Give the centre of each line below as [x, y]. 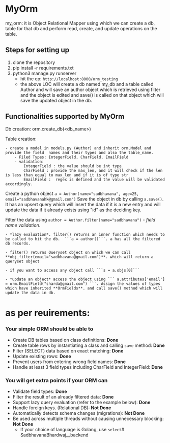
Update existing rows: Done [42, 357]
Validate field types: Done [40, 391]
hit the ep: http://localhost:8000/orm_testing [69, 79]
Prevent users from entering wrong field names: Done [69, 362]
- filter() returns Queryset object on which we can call [68, 252]
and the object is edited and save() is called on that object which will [92, 95]
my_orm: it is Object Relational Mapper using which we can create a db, [80, 23]
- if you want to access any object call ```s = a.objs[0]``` [73, 270]
